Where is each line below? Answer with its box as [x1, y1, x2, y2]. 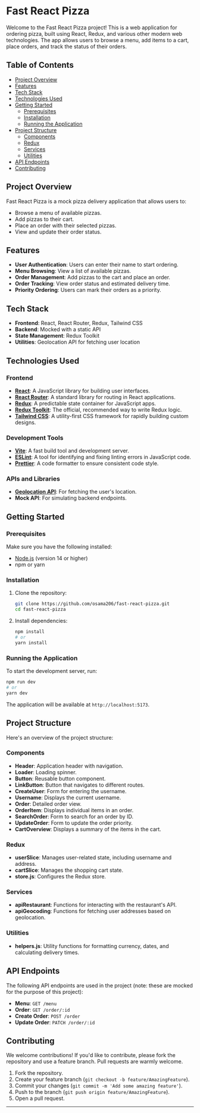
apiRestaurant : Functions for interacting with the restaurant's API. [14, 901, 177, 909]
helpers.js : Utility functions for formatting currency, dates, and [14, 942, 169, 949]
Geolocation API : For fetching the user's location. [14, 488, 137, 495]
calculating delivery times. [14, 949, 79, 956]
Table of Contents [6, 60, 74, 70]
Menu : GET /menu [14, 999, 57, 1007]
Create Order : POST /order [14, 1012, 80, 1020]
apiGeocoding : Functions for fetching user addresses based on [14, 908, 171, 915]
